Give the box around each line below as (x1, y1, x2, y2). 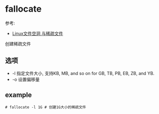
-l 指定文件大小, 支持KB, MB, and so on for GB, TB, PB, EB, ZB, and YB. (12, 70, 155, 76)
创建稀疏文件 (5, 40, 31, 47)
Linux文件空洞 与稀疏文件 (12, 30, 64, 36)
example (5, 91, 32, 99)
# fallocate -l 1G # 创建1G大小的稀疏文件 (5, 105, 87, 110)
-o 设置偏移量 (12, 76, 40, 82)
